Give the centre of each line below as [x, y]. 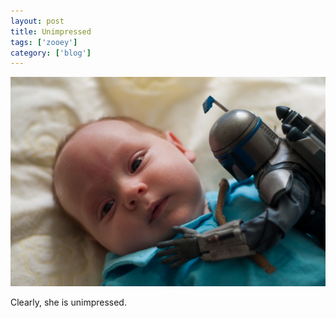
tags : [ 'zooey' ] [44, 42]
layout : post [37, 21]
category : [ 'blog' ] [51, 53]
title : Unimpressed [51, 31]
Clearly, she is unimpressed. [68, 302]
